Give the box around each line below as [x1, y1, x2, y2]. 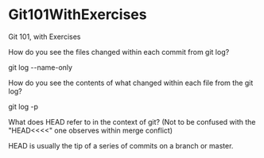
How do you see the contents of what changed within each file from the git [8, 78, 254, 87]
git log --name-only [8, 62, 73, 72]
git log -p [8, 102, 38, 111]
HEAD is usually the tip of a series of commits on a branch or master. [8, 141, 234, 150]
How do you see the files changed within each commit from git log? [8, 47, 230, 56]
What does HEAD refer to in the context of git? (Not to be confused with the [8, 117, 256, 126]
